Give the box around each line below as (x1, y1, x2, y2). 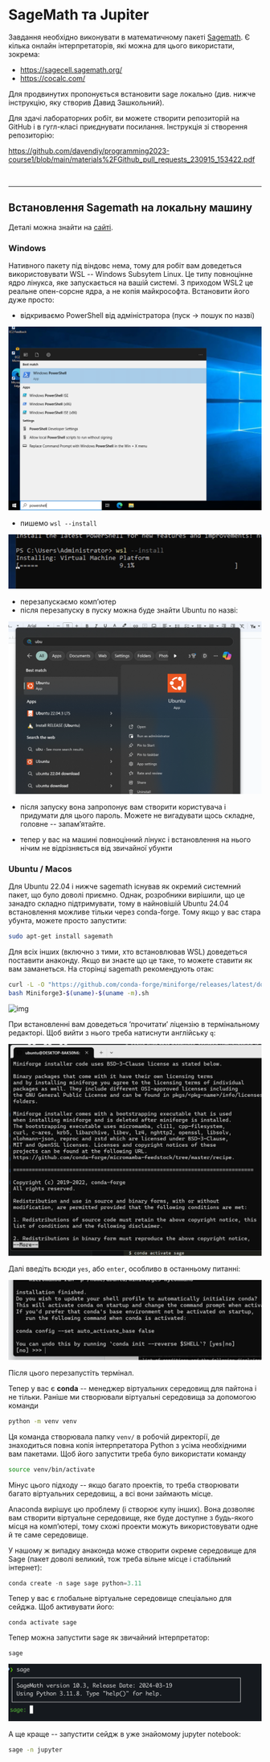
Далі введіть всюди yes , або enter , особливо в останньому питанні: (8, 1264, 241, 1273)
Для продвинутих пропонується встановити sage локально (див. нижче (8, 89, 256, 98)
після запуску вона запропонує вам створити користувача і (19, 802, 227, 811)
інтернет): (8, 1562, 43, 1572)
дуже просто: (8, 295, 55, 305)
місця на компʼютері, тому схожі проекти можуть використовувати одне (8, 1521, 259, 1531)
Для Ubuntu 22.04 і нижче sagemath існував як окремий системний (8, 881, 241, 891)
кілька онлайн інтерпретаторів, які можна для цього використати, (8, 40, 235, 50)
